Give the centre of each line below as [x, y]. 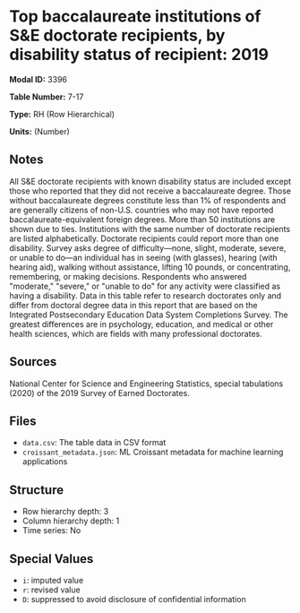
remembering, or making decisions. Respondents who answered [128, 276]
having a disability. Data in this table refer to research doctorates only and [146, 295]
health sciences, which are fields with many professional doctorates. [136, 333]
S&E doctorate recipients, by [117, 35]
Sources [33, 362]
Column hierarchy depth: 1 [71, 521]
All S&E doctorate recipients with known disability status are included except [150, 181]
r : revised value [51, 590]
